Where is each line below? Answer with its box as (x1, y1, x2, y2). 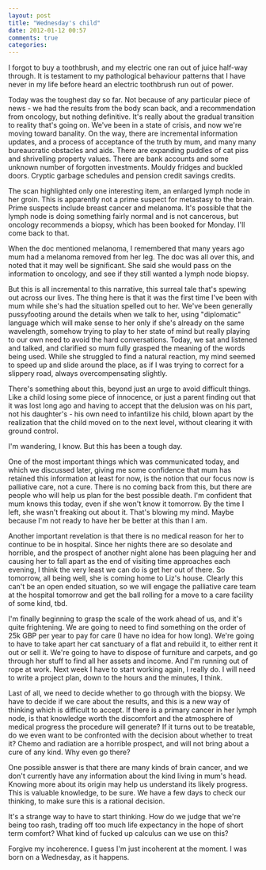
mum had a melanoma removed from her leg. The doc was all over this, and (8, 252, 255, 262)
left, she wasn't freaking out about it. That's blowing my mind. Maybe (8, 508, 234, 517)
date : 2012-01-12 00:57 (8, 26, 87, 34)
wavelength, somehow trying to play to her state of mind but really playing (8, 327, 251, 336)
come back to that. (8, 228, 70, 238)
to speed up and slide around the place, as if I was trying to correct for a (8, 360, 244, 370)
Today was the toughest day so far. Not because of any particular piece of (8, 95, 251, 105)
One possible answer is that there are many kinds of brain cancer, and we (8, 763, 249, 772)
